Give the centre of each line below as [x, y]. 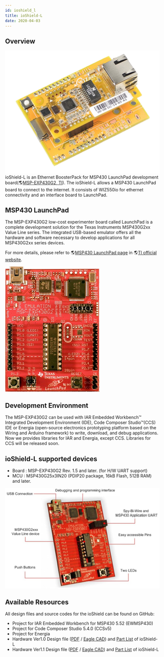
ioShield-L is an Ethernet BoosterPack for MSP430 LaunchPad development [82, 177]
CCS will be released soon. [32, 444]
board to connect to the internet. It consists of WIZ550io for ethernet [74, 189]
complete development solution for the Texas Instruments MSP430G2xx [78, 227]
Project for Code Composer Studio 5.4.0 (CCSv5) [62, 629]
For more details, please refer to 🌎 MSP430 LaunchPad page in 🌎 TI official [81, 253]
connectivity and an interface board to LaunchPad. [56, 195]
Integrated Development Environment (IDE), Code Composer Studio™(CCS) [80, 422]
